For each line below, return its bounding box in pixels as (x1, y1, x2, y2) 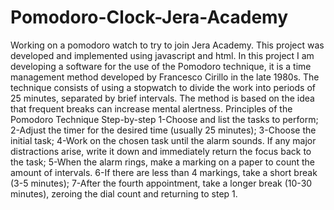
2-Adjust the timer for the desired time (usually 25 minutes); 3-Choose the (10, 124, 317, 136)
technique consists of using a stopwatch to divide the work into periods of (10, 81, 316, 93)
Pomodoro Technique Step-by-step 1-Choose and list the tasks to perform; (10, 113, 319, 125)
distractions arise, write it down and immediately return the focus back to (10, 145, 312, 157)
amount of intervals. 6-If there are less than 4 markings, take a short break (10, 166, 318, 178)
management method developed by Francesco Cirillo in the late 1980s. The (10, 71, 320, 83)
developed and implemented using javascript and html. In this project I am (10, 49, 315, 61)
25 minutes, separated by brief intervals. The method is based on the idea (10, 92, 315, 104)
